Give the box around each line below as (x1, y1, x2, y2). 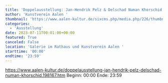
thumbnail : (5, 16, 28, 21)
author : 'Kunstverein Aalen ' (5, 12, 68, 17)
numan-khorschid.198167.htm (5, 73, 66, 79)
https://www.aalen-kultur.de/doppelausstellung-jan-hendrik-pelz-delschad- (5, 67, 161, 73)
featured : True (5, 35, 37, 40)
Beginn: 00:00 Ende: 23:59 (66, 73, 122, 79)
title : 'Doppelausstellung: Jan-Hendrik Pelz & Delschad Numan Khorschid (5, 7, 162, 12)
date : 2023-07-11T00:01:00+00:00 (5, 30, 75, 35)
